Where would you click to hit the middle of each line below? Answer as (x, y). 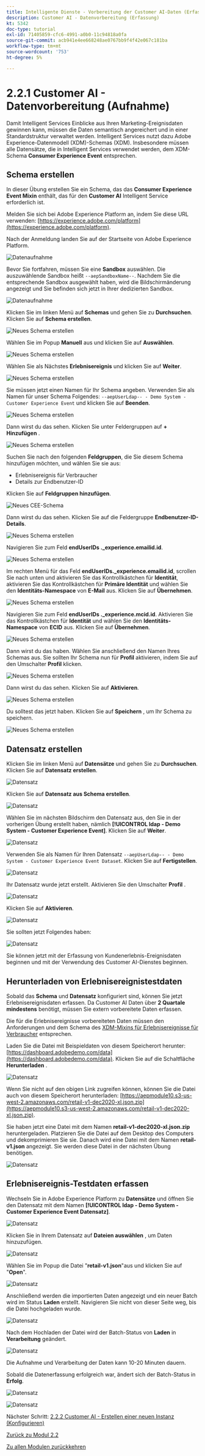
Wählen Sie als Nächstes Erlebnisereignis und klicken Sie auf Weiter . (94, 366)
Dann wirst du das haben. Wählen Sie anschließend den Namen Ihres (93, 651)
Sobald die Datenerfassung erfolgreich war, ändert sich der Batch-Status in (101, 1374)
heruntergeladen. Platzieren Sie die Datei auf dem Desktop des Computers (100, 1133)
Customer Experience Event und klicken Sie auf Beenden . (78, 403)
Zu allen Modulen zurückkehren (46, 1446)
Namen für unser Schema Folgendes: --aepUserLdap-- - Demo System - (96, 397)
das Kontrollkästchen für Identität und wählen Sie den (74, 621)
